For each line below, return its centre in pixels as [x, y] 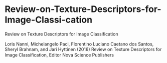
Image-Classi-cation [49, 20]
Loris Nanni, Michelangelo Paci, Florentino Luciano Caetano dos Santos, [79, 44]
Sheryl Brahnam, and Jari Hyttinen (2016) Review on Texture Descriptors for [83, 49]
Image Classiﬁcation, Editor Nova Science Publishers [59, 55]
